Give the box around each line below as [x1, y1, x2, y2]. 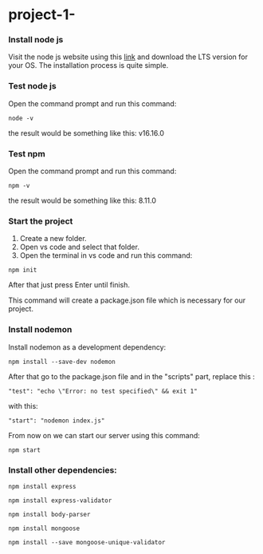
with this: [8, 401, 38, 410]
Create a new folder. [19, 234, 87, 243]
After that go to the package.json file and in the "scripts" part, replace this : [8, 371, 255, 381]
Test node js [8, 81, 57, 92]
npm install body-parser [8, 510, 91, 518]
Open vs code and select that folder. [19, 242, 139, 252]
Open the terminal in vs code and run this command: [19, 251, 193, 260]
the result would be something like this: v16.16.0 [8, 128, 165, 137]
